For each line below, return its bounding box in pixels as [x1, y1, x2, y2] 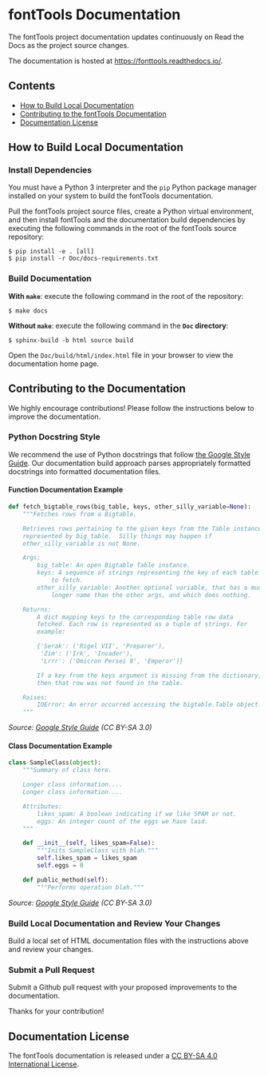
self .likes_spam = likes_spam [37, 854, 137, 863]
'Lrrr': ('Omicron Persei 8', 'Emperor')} [40, 657, 183, 665]
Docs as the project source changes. [8, 40, 129, 50]
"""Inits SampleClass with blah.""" [37, 847, 159, 855]
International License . [8, 1059, 80, 1069]
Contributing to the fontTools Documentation [19, 109, 167, 118]
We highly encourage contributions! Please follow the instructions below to [8, 403, 254, 412]
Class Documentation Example [8, 741, 113, 751]
